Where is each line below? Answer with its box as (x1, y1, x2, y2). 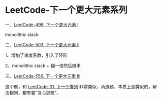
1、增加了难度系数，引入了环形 (5, 52, 67, 58)
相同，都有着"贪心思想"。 (9, 90, 62, 96)
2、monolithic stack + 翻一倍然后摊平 (5, 63, 81, 68)
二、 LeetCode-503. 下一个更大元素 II (5, 41, 80, 47)
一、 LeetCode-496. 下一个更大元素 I (5, 22, 79, 28)
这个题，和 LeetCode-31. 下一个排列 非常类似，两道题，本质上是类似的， (5, 83, 153, 89)
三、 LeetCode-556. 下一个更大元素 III (5, 73, 81, 79)
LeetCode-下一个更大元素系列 (5, 4, 128, 16)
